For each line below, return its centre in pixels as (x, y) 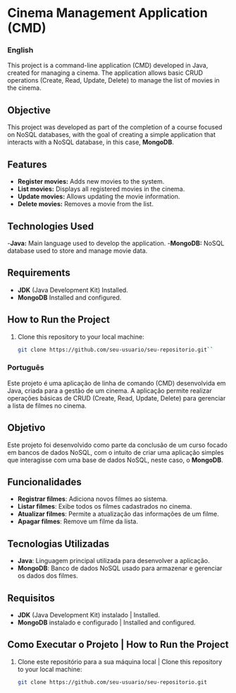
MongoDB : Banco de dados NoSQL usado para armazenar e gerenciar (120, 568)
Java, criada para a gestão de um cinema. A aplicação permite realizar (110, 391)
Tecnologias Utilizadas (58, 544)
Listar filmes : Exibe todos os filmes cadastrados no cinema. (105, 507)
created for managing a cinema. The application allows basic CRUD (105, 73)
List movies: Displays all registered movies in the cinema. (101, 189)
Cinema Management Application (107, 13)
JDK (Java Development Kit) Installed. (73, 290)
